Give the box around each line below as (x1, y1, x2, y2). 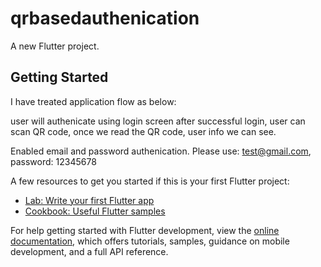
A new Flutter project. (10, 40, 100, 52)
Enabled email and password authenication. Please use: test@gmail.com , (10, 145, 312, 157)
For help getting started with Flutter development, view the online (10, 224, 280, 236)
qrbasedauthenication (10, 7, 200, 30)
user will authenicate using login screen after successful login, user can (10, 115, 306, 127)
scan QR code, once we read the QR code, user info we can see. (10, 125, 277, 137)
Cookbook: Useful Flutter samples (24, 205, 166, 217)
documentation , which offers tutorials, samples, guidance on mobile (10, 235, 290, 247)
